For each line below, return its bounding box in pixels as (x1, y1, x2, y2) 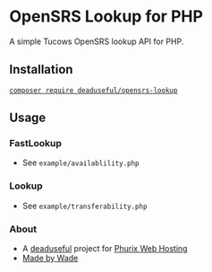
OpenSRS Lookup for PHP (9, 6, 204, 27)
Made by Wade (21, 253, 79, 264)
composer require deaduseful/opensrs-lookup (9, 85, 178, 95)
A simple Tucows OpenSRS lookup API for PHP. (9, 36, 184, 47)
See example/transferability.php (21, 200, 148, 211)
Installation (9, 62, 73, 77)
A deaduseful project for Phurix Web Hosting (21, 243, 188, 254)
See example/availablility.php (21, 157, 140, 168)
